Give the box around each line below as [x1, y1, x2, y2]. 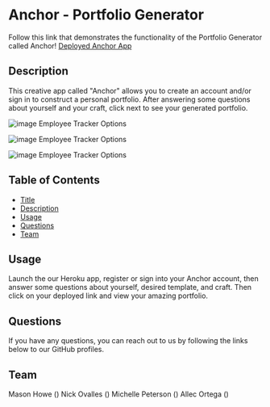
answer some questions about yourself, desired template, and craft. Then [8, 283, 252, 292]
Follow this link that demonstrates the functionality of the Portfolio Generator [8, 32, 263, 42]
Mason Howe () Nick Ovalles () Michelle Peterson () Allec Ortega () [8, 389, 230, 399]
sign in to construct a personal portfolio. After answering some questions [8, 94, 251, 104]
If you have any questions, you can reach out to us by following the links [8, 336, 248, 346]
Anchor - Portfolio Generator [8, 6, 204, 24]
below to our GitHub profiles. [8, 345, 105, 355]
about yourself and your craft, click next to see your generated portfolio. [8, 103, 248, 112]
